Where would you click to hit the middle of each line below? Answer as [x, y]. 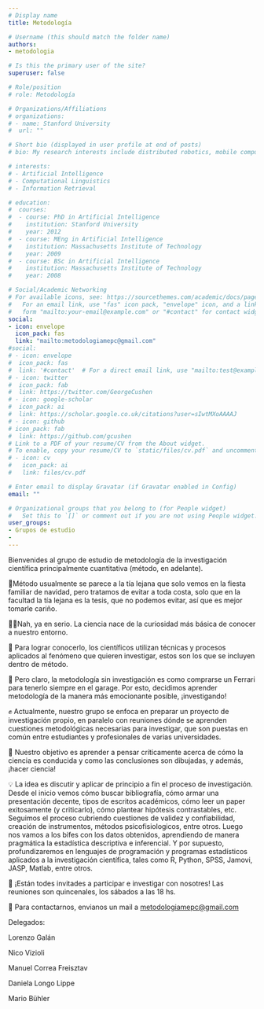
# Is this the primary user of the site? [77, 66]
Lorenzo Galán [32, 937]
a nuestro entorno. [38, 632]
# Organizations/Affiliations [58, 109]
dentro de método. [38, 664]
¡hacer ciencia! [32, 768]
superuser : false [37, 73]
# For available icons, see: [56, 297]
